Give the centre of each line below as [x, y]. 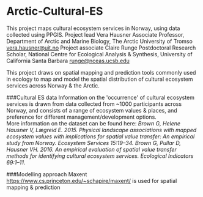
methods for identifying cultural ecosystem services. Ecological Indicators [100, 156]
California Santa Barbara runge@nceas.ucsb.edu [68, 61]
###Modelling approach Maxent [47, 174]
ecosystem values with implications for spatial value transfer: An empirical [101, 136]
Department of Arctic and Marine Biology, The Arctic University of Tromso [99, 41]
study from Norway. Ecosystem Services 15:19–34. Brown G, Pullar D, [94, 143]
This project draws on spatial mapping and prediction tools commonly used [101, 72]
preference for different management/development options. [82, 117]
